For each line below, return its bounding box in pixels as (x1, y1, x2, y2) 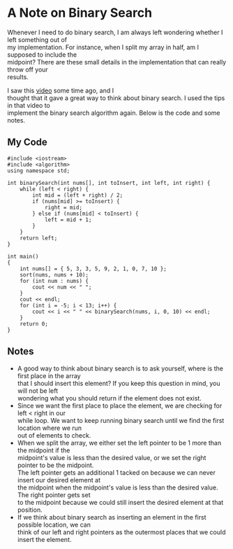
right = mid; (44, 204, 82, 211)
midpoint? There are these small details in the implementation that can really (7, 57, 227, 66)
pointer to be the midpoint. (17, 461, 94, 469)
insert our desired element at (17, 475, 101, 484)
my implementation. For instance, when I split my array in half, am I (7, 43, 200, 51)
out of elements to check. (17, 431, 91, 439)
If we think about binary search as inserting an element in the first (17, 513, 206, 521)
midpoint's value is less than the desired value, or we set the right (17, 453, 206, 461)
